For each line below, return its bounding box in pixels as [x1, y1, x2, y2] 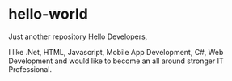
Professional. [8, 64, 53, 74]
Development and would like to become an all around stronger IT [8, 56, 224, 66]
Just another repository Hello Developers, [8, 32, 148, 41]
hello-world [8, 5, 89, 23]
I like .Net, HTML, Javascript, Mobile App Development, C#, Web [8, 47, 224, 57]
